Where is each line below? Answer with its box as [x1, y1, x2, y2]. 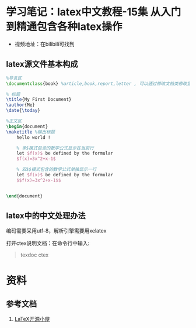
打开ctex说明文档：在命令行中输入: [6, 240, 89, 247]
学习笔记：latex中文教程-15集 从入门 [6, 5, 181, 19]
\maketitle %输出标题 [6, 129, 55, 135]
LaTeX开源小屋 [14, 316, 50, 323]
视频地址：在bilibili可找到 [14, 40, 75, 47]
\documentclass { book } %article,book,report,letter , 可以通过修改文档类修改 [6, 80, 187, 87]
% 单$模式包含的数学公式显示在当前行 [16, 145, 94, 151]
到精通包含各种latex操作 [6, 20, 123, 33]
